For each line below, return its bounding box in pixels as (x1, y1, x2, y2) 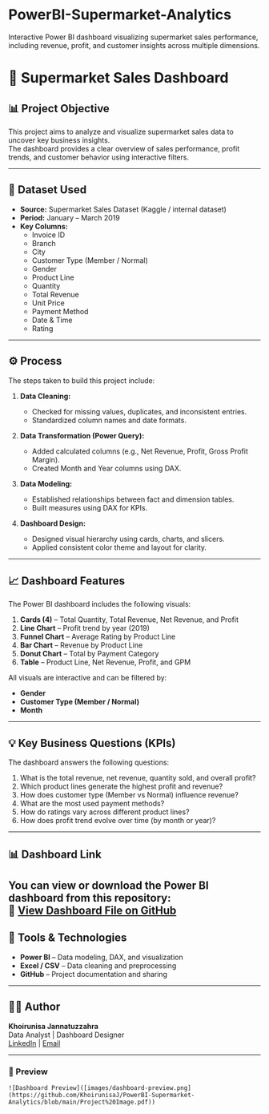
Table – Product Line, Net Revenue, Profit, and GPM (19, 657, 191, 667)
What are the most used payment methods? (19, 799, 165, 809)
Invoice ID (31, 230, 66, 240)
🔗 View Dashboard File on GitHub (8, 903, 177, 917)
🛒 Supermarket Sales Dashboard (8, 69, 230, 87)
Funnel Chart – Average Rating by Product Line (19, 632, 176, 642)
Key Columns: (19, 221, 68, 231)
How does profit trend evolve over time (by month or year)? (19, 816, 216, 825)
